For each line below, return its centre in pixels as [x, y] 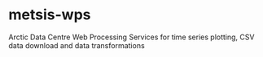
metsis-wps [50, 15]
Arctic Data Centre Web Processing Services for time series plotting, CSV [131, 37]
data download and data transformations [77, 45]
